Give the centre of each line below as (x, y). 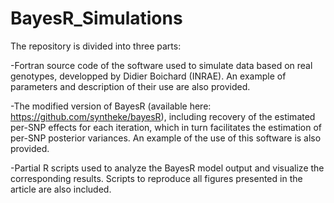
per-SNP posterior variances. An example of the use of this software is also (166, 138)
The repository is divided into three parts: (96, 46)
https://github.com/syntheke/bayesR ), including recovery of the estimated (163, 116)
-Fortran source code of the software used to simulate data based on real (161, 65)
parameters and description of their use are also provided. (130, 86)
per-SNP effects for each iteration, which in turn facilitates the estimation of (166, 127)
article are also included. (61, 189)
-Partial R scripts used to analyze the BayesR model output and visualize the (167, 168)
